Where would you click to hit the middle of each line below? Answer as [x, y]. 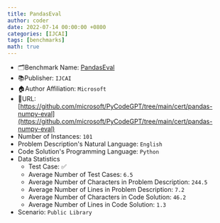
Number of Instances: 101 [55, 136]
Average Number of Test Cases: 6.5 [81, 175]
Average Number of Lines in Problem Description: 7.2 [106, 189]
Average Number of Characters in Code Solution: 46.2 [107, 197]
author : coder [28, 21]
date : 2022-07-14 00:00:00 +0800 [57, 27]
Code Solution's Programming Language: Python [88, 151]
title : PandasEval [34, 14]
